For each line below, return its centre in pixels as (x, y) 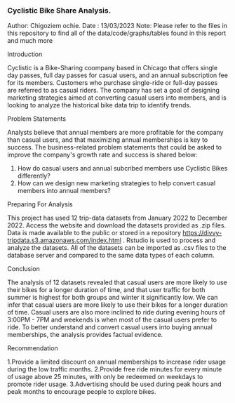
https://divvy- (202, 233)
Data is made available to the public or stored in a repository (94, 233)
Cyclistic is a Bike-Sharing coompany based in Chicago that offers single (113, 68)
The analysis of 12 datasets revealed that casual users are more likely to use (117, 282)
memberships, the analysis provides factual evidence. (85, 335)
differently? (34, 176)
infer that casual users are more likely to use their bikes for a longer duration (117, 305)
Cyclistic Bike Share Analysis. (59, 11)
